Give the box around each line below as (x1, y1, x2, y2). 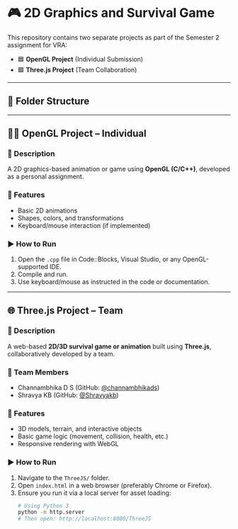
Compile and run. (17, 270, 69, 279)
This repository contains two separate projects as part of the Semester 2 (7, 33, 220, 42)
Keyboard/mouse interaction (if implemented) (17, 221, 151, 229)
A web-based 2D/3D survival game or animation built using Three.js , (7, 342, 212, 351)
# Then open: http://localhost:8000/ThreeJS (17, 516, 152, 523)
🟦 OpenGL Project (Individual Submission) (17, 55, 144, 63)
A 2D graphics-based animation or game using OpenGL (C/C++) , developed (7, 165, 230, 174)
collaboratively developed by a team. (7, 349, 115, 358)
